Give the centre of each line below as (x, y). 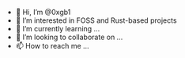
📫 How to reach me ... (52, 46)
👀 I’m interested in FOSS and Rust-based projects (96, 20)
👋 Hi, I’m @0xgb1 (43, 12)
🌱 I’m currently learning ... (58, 29)
